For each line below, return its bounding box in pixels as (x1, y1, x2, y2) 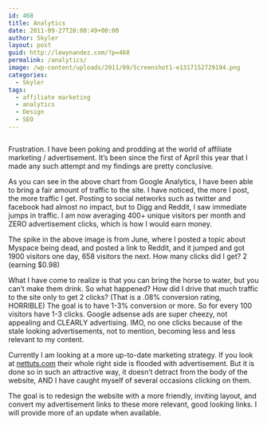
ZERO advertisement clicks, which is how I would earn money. (8, 218, 213, 228)
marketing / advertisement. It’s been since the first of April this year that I (8, 152, 249, 162)
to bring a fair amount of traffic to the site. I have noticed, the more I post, (8, 185, 249, 195)
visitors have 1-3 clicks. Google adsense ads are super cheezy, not (8, 309, 228, 319)
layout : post (8, 41, 52, 49)
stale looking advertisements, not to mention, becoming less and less (8, 326, 236, 336)
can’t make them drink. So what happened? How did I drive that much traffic (8, 284, 259, 293)
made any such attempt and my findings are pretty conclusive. (8, 161, 214, 171)
